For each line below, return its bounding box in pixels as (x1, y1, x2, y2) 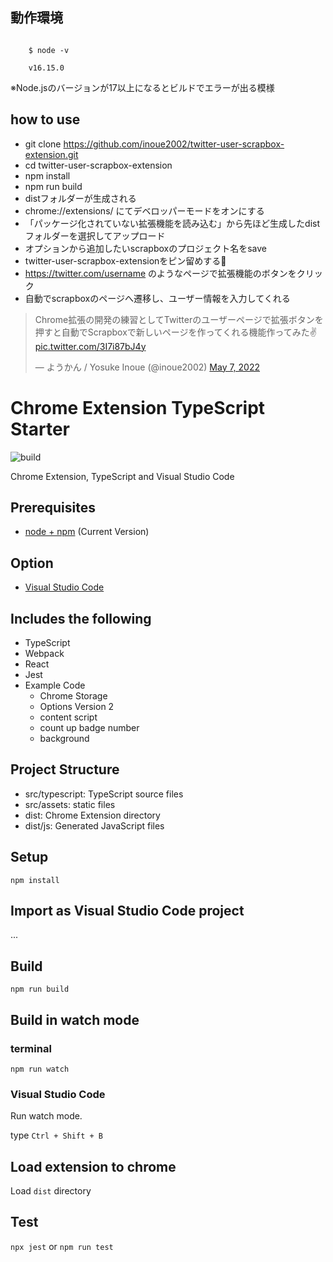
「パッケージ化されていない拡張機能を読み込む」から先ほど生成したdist (24, 217, 321, 229)
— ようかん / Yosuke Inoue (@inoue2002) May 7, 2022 (34, 361, 261, 373)
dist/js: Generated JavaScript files (24, 819, 165, 832)
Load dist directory (10, 1185, 92, 1197)
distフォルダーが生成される (24, 192, 137, 204)
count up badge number (39, 722, 140, 733)
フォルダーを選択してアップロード (24, 229, 166, 242)
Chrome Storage (39, 690, 108, 702)
